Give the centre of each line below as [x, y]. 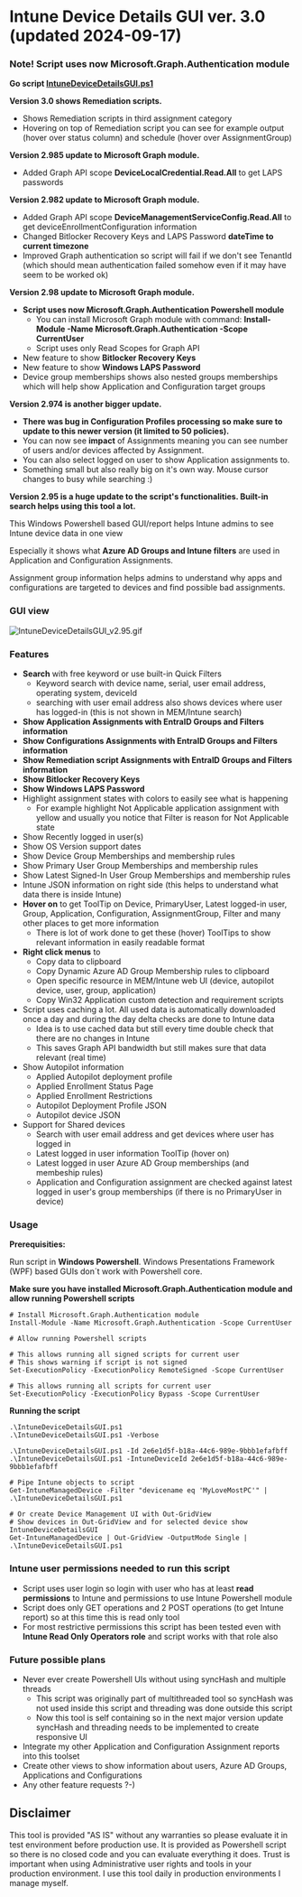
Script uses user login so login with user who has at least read [138, 1588]
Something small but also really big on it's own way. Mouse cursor [145, 470]
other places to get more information [91, 924]
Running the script [45, 1411]
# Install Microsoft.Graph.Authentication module [105, 1316]
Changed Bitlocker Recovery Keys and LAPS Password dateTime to [148, 237]
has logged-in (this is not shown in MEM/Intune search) [139, 712]
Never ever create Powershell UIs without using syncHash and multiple [154, 1679]
